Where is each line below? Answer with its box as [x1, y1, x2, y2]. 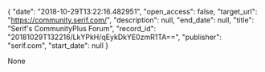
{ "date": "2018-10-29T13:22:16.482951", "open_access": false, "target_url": [7, 7, 258, 16]
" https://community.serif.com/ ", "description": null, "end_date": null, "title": [7, 15, 255, 25]
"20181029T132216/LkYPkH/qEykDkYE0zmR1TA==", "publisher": [7, 32, 222, 42]
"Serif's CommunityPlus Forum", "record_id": [7, 24, 157, 33]
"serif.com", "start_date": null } [7, 41, 109, 50]
